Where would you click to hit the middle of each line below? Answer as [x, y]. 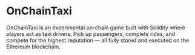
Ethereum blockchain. [33, 47]
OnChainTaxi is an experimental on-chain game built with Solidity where [96, 27]
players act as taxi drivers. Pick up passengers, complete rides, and [91, 33]
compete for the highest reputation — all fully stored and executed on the [98, 40]
